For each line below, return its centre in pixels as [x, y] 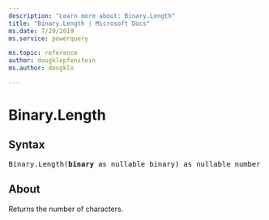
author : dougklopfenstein [52, 61]
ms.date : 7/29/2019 [41, 31]
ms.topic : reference [43, 53]
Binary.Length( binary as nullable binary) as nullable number [134, 164]
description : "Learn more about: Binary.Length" [92, 16]
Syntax [27, 145]
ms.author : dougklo [41, 68]
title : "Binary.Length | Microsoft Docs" [79, 23]
